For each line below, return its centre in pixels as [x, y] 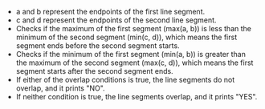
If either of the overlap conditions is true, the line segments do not [125, 80]
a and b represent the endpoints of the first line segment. [110, 12]
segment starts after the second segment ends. [95, 71]
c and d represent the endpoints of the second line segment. [116, 20]
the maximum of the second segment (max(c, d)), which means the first [135, 63]
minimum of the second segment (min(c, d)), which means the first [126, 37]
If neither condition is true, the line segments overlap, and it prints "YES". [137, 97]
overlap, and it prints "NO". [61, 88]
